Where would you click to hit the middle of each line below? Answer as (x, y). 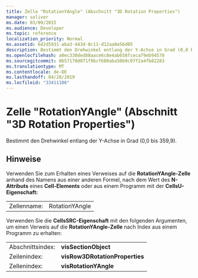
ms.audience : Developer (35, 28)
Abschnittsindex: (32, 247)
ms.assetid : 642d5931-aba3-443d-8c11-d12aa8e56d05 (70, 45)
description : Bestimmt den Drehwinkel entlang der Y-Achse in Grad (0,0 (97, 50)
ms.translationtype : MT (35, 66)
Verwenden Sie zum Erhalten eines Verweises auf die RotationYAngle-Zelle (98, 173)
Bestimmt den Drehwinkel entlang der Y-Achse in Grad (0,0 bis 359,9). (92, 140)
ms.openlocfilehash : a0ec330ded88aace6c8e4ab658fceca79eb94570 (85, 55)
